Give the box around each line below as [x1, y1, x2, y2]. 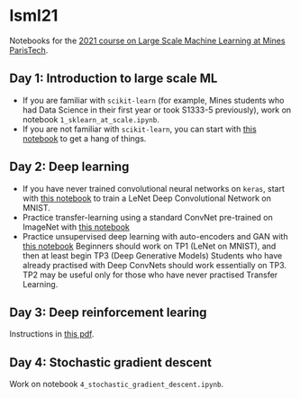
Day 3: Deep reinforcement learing [9, 304, 207, 320]
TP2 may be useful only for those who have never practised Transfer [22, 269, 278, 280]
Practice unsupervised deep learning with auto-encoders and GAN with [22, 231, 288, 241]
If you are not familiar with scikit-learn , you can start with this [22, 123, 257, 134]
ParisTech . [9, 44, 49, 55]
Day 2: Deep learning [9, 159, 130, 175]
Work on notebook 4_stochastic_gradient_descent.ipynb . [9, 379, 224, 390]
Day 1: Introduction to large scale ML [9, 71, 218, 86]
